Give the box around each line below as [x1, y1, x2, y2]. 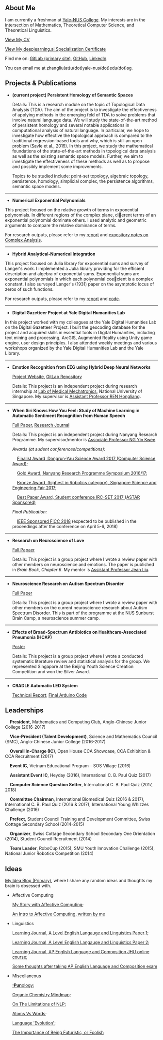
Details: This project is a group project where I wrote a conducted [12, 653, 143, 659]
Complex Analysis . [5, 237, 42, 243]
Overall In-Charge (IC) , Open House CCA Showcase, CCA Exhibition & [9, 748, 151, 754]
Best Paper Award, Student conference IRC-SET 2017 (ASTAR [16, 494, 140, 500]
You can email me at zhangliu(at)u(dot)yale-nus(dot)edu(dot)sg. [5, 65, 133, 71]
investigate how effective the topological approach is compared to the [12, 132, 152, 138]
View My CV [5, 37, 30, 42]
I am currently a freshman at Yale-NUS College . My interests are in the [5, 17, 146, 22]
